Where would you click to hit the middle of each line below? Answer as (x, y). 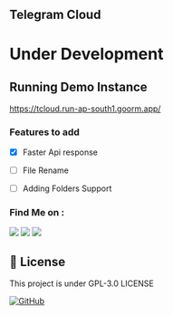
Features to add (44, 132)
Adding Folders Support (67, 188)
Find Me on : (37, 212)
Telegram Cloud (55, 15)
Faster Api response (60, 152)
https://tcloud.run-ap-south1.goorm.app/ (85, 109)
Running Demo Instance (78, 86)
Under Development (86, 54)
